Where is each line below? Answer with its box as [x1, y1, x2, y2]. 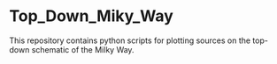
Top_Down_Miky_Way [9, 6, 174, 26]
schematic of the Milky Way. [31, 44, 135, 54]
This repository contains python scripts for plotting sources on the [9, 35, 250, 46]
